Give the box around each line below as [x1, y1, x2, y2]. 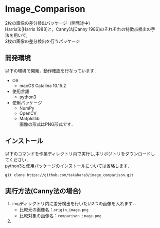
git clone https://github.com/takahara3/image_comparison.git [5, 173, 134, 177]
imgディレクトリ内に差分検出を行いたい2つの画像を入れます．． [12, 201, 140, 207]
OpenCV [19, 110, 37, 116]
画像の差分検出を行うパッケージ [16, 38, 80, 44]
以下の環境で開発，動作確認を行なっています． [5, 68, 99, 73]
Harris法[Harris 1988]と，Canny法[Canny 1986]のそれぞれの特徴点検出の [5, 26, 151, 32]
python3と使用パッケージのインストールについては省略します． [5, 163, 132, 169]
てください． [5, 157, 31, 162]
